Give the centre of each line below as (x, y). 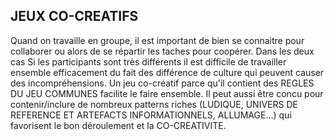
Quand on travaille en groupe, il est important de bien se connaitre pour (157, 40)
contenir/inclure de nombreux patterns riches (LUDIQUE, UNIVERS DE (154, 104)
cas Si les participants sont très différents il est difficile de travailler (148, 61)
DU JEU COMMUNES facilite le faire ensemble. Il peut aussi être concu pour (167, 93)
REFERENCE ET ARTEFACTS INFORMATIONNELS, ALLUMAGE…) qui (151, 115)
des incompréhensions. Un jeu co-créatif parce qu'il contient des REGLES (162, 83)
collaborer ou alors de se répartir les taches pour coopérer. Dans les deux (162, 51)
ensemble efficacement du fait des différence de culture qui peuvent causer (167, 72)
